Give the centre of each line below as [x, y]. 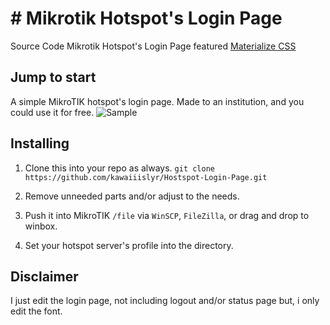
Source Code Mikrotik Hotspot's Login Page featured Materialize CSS [153, 46]
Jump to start [53, 77]
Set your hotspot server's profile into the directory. [129, 245]
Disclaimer [44, 276]
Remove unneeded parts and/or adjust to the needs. [132, 196]
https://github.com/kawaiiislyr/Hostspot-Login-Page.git [146, 177]
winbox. [41, 226]
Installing [40, 143]
